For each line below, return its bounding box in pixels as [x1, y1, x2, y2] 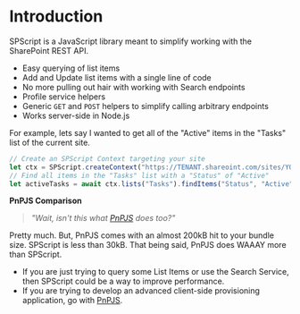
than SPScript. [9, 249, 62, 260]
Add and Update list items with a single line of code [21, 72, 212, 82]
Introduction [9, 6, 104, 27]
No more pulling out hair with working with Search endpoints [21, 81, 246, 92]
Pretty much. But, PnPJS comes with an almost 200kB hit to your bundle [9, 230, 275, 241]
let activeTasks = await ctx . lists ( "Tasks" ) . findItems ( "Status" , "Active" [9, 179, 294, 189]
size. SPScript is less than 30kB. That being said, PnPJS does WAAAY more [9, 240, 287, 250]
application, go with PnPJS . [21, 295, 123, 306]
